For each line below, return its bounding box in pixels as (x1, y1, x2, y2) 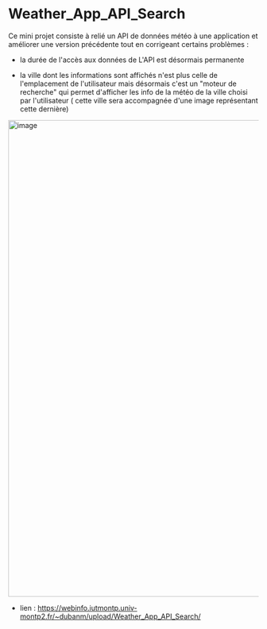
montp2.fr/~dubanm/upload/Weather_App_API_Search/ (19, 612, 201, 621)
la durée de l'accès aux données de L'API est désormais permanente (19, 55, 245, 64)
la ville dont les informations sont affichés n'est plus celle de (19, 70, 219, 80)
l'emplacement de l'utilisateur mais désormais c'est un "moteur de (19, 79, 237, 88)
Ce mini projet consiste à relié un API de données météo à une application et (8, 31, 258, 41)
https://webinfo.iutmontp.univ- (37, 603, 137, 612)
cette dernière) (19, 104, 69, 114)
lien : (19, 603, 36, 612)
